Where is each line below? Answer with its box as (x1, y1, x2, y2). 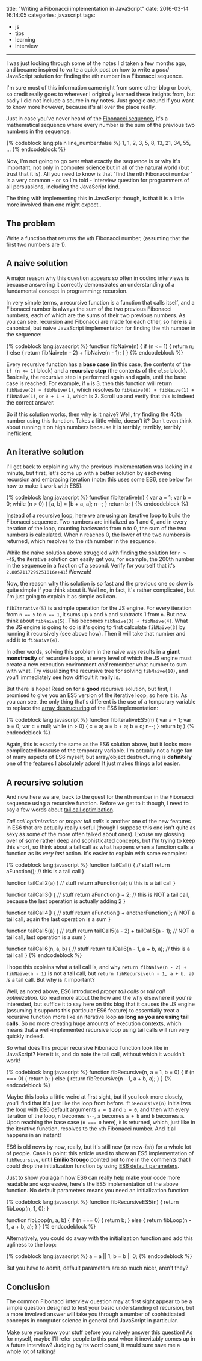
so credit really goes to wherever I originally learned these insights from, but (6, 90, 195, 98)
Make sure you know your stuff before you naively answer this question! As (6, 1328, 193, 1336)
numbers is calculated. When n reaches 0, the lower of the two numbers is (6, 531, 191, 538)
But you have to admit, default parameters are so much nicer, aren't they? (6, 1264, 188, 1272)
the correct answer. (6, 398, 55, 406)
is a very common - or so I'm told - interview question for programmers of (6, 177, 189, 184)
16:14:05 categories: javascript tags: (6, 11, 96, 19)
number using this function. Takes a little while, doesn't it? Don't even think (6, 417, 192, 424)
